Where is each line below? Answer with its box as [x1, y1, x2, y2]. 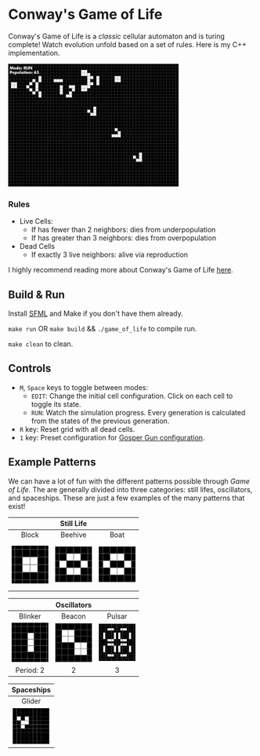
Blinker [18, 611, 42, 621]
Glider [21, 696, 42, 706]
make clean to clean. [8, 339, 74, 349]
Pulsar [107, 611, 128, 621]
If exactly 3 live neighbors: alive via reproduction [31, 250, 189, 260]
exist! [8, 501, 26, 511]
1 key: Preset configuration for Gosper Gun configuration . [19, 433, 205, 442]
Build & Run [8, 288, 65, 301]
